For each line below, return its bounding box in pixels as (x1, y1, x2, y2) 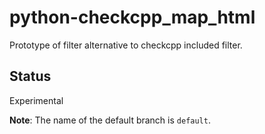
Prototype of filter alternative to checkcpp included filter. (9, 39, 243, 51)
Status (9, 68, 52, 85)
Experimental (9, 94, 64, 106)
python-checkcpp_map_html (9, 6, 256, 29)
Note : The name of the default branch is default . (9, 114, 211, 126)
